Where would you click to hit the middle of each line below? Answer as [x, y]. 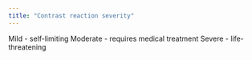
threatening [27, 47]
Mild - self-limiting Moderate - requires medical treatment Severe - [118, 38]
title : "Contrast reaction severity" [71, 16]
